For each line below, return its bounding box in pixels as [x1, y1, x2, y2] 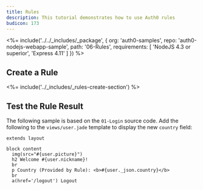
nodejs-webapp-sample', [6, 43, 69, 50]
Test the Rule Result [6, 101, 84, 111]
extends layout [6, 135, 45, 141]
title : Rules [6, 8, 40, 15]
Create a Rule [6, 67, 58, 78]
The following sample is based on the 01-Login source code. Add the [6, 117, 179, 124]
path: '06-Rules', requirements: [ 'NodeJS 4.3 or [70, 43, 191, 50]
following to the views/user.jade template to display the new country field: [6, 124, 193, 131]
